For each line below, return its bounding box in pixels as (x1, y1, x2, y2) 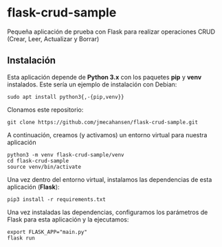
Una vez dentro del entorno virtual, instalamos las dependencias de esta (7, 175, 212, 183)
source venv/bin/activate (7, 163, 81, 170)
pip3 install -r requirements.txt (7, 196, 107, 203)
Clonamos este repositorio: (7, 105, 84, 114)
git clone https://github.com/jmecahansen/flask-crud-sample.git (7, 119, 198, 126)
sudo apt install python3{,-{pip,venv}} (7, 93, 125, 100)
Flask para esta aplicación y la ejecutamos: (7, 215, 129, 224)
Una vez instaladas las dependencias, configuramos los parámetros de (7, 208, 208, 216)
